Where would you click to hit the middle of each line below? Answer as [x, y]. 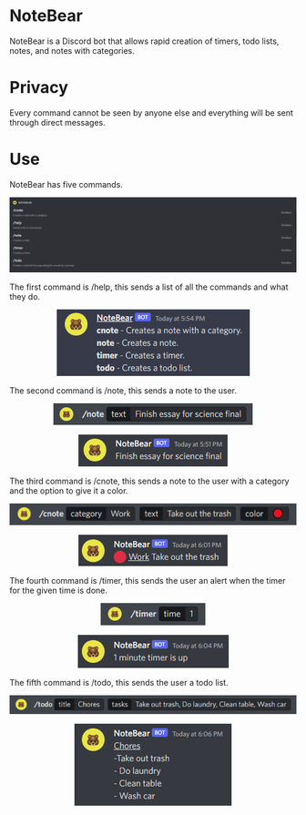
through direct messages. [58, 122]
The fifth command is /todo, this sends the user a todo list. [119, 682]
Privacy [39, 88]
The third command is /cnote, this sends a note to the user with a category [149, 481]
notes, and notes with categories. [72, 50]
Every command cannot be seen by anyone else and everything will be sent [152, 112]
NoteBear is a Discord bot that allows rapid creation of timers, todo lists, [144, 41]
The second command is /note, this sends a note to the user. [123, 390]
